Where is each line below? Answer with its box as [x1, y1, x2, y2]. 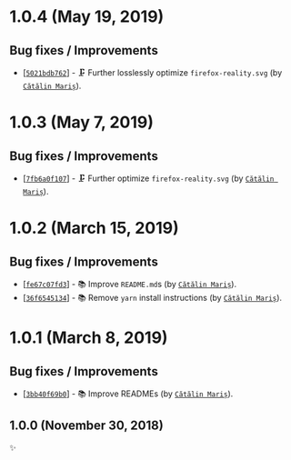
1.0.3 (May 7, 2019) [9, 112, 155, 133]
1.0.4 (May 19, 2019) [9, 6, 165, 27]
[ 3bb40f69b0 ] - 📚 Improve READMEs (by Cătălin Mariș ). [22, 388, 234, 399]
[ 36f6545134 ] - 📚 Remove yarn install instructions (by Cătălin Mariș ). [22, 293, 283, 303]
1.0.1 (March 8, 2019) [9, 327, 168, 348]
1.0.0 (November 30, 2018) [9, 418, 164, 434]
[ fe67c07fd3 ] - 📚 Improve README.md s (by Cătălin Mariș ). [22, 279, 237, 289]
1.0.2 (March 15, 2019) [9, 218, 179, 238]
